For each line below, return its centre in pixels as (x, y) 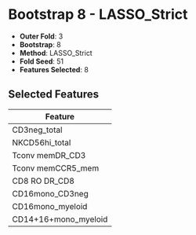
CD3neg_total (37, 130)
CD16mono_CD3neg (50, 193)
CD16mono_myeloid (50, 206)
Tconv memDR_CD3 (49, 155)
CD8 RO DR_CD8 (43, 181)
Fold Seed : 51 (42, 61)
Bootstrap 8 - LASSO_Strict (98, 15)
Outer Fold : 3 (41, 36)
